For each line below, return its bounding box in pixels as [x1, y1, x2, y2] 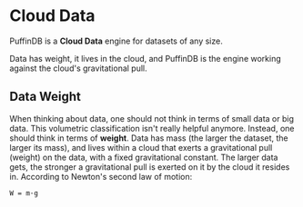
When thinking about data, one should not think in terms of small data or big [9, 113, 294, 123]
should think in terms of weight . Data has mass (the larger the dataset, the [9, 133, 288, 143]
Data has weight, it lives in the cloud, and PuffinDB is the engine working [9, 53, 282, 64]
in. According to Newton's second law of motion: [9, 171, 193, 182]
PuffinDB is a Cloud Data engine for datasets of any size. [9, 35, 223, 46]
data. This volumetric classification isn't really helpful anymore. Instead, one [9, 123, 295, 133]
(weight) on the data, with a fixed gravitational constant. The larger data [9, 152, 278, 163]
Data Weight [9, 89, 82, 104]
